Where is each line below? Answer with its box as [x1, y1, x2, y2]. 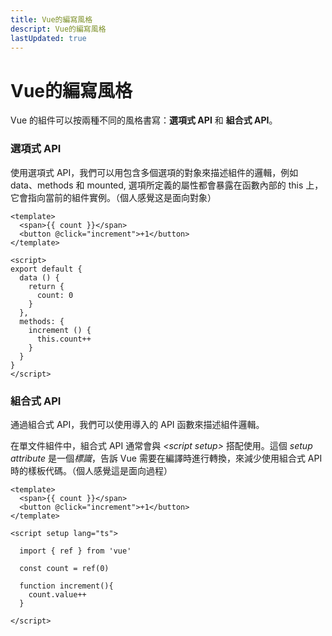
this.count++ [36, 334, 92, 344]
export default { [10, 264, 83, 274]
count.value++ [28, 589, 87, 600]
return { [28, 281, 65, 291]
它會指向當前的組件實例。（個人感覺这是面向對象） [10, 191, 217, 203]
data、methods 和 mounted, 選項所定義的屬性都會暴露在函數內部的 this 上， [10, 179, 324, 191]
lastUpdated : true [10, 33, 87, 43]
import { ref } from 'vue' [19, 546, 132, 556]
